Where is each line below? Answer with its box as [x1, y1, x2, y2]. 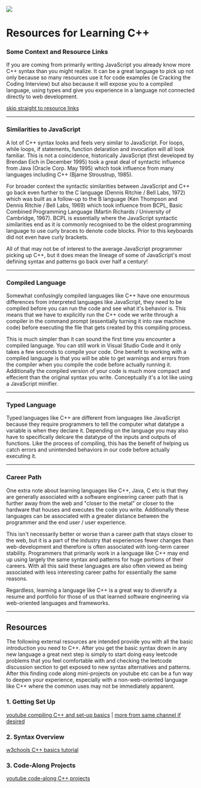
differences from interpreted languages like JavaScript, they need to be [6, 299, 182, 306]
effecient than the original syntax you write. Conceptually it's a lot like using [6, 374, 193, 381]
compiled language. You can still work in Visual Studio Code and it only [6, 342, 181, 349]
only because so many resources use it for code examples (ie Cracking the [6, 74, 191, 81]
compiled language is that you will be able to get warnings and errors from [6, 354, 190, 362]
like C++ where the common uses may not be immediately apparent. [6, 682, 175, 690]
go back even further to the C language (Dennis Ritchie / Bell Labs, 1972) [6, 189, 185, 196]
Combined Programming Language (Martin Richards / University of [6, 207, 171, 215]
